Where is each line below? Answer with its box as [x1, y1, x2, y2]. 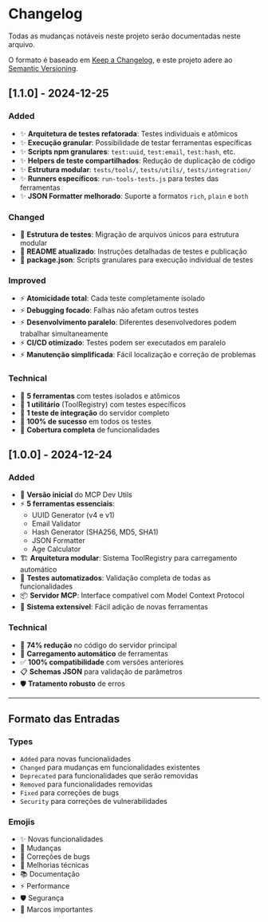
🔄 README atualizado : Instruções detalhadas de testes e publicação [19, 246, 247, 256]
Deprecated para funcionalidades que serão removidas [19, 771, 199, 781]
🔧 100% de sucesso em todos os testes [19, 416, 152, 426]
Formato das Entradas [8, 711, 120, 726]
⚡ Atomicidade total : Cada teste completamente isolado [19, 294, 206, 303]
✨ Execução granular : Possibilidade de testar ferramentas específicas [19, 137, 253, 148]
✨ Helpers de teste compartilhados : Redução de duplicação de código [19, 156, 255, 165]
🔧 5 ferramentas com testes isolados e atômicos [19, 391, 181, 400]
